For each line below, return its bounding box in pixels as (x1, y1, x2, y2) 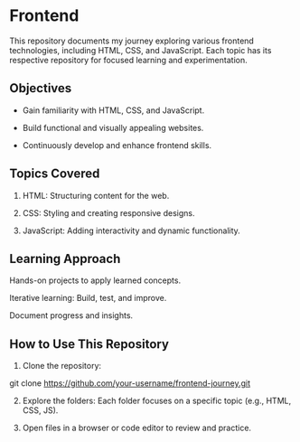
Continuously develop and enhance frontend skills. (22, 139, 212, 150)
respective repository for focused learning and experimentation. (9, 54, 248, 65)
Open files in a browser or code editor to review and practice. (22, 422, 251, 434)
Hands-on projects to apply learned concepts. (9, 275, 182, 286)
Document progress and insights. (9, 310, 134, 321)
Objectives (9, 80, 72, 96)
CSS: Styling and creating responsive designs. (22, 207, 196, 218)
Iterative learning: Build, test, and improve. (9, 293, 167, 304)
